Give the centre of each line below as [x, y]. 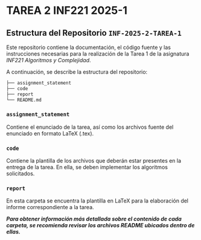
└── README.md [24, 100]
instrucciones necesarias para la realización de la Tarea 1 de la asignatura [98, 54]
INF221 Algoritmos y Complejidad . [49, 60]
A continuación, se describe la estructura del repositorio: [77, 72]
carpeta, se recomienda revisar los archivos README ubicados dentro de [101, 225]
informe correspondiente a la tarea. [50, 207]
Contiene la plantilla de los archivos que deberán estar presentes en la [94, 161]
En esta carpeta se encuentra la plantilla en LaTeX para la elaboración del [97, 201]
